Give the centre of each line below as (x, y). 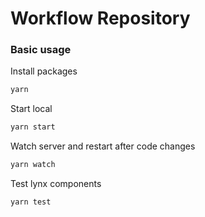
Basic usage (41, 50)
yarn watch (33, 165)
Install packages (44, 71)
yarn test (31, 202)
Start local (31, 109)
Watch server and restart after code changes (103, 146)
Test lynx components (56, 184)
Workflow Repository (100, 18)
